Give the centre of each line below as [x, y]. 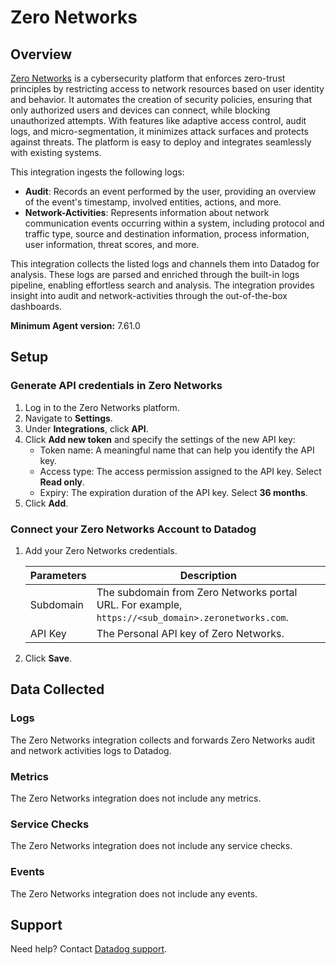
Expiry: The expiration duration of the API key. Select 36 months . [173, 492]
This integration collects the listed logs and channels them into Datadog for [165, 264]
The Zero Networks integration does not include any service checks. [151, 846]
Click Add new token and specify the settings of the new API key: [160, 439]
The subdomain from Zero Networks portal [197, 592]
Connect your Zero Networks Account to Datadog [133, 529]
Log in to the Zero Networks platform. [102, 407]
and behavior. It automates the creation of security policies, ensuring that [161, 99]
